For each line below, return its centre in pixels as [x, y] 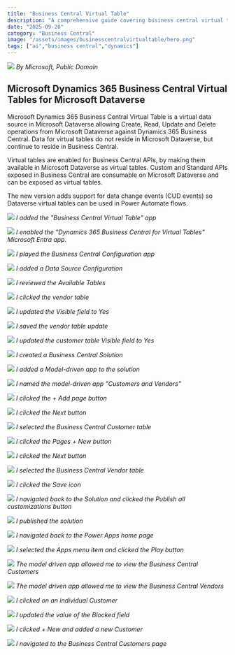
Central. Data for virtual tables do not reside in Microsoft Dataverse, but [110, 139]
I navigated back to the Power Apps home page [85, 535]
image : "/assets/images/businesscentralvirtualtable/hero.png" [101, 40]
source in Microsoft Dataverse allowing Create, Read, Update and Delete [112, 124]
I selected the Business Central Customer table [84, 426]
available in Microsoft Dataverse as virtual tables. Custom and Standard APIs [117, 167]
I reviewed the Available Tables [61, 282]
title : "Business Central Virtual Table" [69, 14]
